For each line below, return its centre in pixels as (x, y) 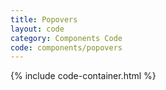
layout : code (37, 29)
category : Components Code (66, 38)
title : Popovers (44, 19)
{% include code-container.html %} (83, 76)
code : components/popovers (66, 47)
